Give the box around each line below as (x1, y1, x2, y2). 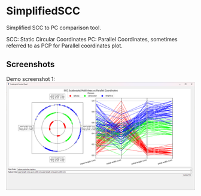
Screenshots (6, 59, 55, 70)
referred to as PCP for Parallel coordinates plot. (6, 42, 123, 49)
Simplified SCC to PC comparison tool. (6, 24, 102, 31)
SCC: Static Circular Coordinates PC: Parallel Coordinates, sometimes (6, 35, 178, 43)
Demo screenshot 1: (6, 75, 56, 82)
